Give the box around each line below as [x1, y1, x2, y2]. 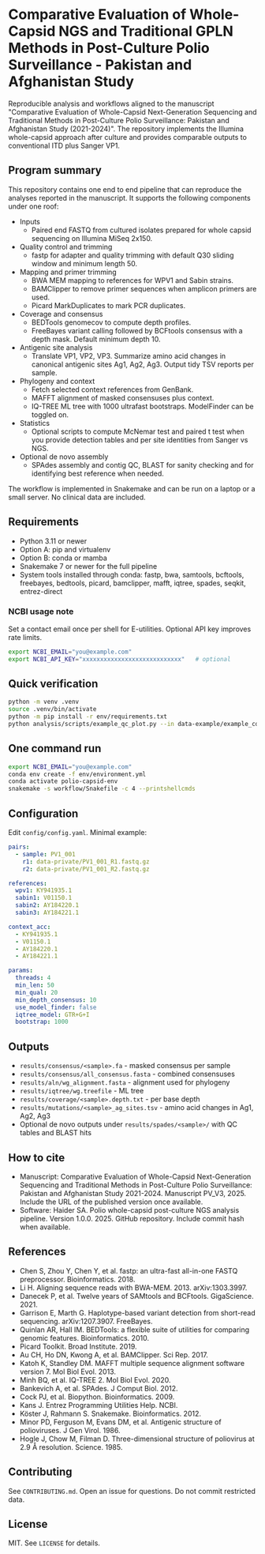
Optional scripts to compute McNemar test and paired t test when [31, 427, 244, 436]
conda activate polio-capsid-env [8, 777, 118, 785]
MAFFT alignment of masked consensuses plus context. [31, 393, 215, 402]
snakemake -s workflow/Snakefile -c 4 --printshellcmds [8, 785, 196, 793]
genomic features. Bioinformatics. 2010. [19, 1333, 150, 1342]
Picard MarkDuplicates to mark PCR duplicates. [31, 300, 186, 310]
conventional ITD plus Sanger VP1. [8, 141, 121, 150]
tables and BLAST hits [19, 1128, 92, 1138]
